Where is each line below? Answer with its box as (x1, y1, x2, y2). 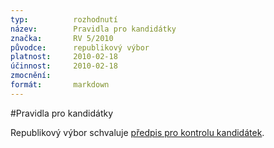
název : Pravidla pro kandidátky (10, 24, 177, 34)
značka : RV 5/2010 (10, 33, 114, 43)
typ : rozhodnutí (10, 14, 118, 25)
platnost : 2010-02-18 (10, 52, 118, 62)
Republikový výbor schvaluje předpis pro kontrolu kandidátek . (10, 126, 265, 138)
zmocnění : (10, 71, 52, 81)
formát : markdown (10, 80, 110, 90)
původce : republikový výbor (10, 42, 150, 53)
